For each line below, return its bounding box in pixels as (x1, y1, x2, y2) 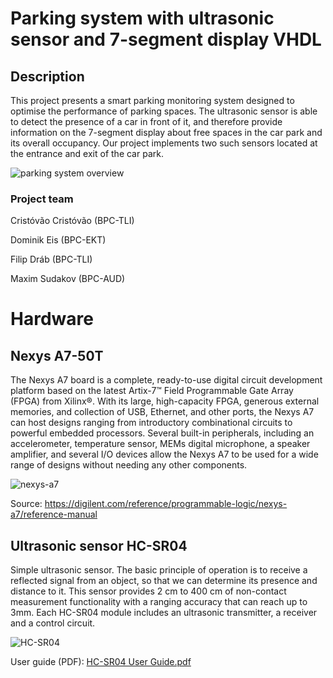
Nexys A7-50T (10, 347, 104, 364)
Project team (10, 192, 74, 206)
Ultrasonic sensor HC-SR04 (10, 537, 188, 554)
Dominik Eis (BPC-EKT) (10, 234, 107, 246)
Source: (10, 498, 43, 510)
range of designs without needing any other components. (10, 459, 248, 471)
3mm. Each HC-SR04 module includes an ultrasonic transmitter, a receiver (10, 607, 318, 619)
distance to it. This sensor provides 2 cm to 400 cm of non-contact (10, 585, 287, 597)
